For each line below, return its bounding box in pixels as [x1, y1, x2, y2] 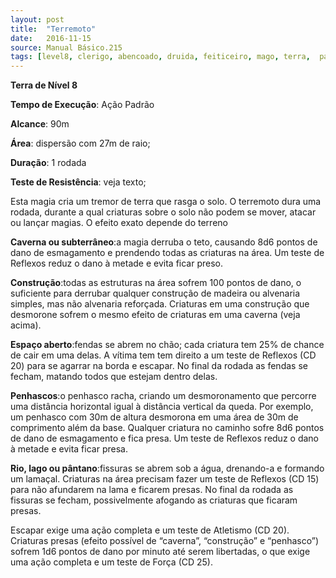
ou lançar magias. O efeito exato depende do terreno [10, 217, 228, 229]
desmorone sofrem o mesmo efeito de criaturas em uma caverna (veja [10, 309, 301, 321]
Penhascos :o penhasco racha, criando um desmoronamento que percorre [10, 390, 317, 402]
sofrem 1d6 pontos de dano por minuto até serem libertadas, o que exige [10, 546, 311, 558]
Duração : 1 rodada [10, 157, 87, 169]
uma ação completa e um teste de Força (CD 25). [10, 556, 213, 568]
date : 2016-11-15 [10, 33, 92, 43]
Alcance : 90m [10, 118, 70, 130]
